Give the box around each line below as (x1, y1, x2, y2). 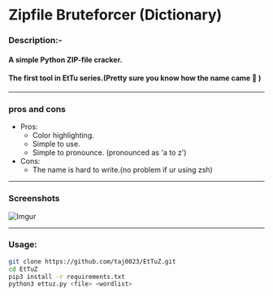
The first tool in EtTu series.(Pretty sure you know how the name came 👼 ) (8, 73, 262, 83)
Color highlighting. (32, 131, 95, 140)
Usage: (8, 239, 38, 251)
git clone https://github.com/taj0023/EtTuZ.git (8, 257, 176, 265)
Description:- (8, 35, 63, 46)
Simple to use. (32, 139, 80, 149)
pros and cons (8, 103, 67, 114)
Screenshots (8, 193, 60, 204)
